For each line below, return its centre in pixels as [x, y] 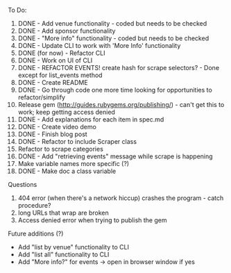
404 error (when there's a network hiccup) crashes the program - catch [121, 198]
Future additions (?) [36, 233]
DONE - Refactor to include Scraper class [77, 141]
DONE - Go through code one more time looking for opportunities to [115, 90]
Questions [23, 184]
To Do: [17, 10]
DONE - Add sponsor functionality [67, 31]
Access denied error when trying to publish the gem [92, 220]
